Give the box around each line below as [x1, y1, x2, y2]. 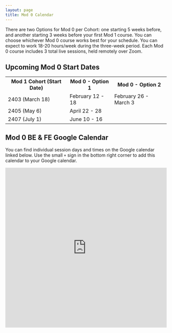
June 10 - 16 [70, 116, 103, 123]
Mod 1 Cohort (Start [11, 78, 61, 85]
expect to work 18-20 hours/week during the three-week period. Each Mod [5, 42, 164, 49]
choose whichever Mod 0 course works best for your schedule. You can [5, 37, 158, 43]
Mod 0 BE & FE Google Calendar [5, 133, 109, 142]
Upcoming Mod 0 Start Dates [5, 62, 100, 72]
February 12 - [70, 93, 104, 100]
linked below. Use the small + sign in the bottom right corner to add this [5, 152, 155, 159]
